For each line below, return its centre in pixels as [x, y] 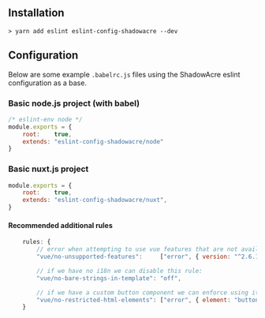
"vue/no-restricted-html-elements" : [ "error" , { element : [134, 300]
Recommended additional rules [60, 225]
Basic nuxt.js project [49, 169]
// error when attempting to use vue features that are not [137, 249]
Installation [36, 13]
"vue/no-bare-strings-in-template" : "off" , [109, 278]
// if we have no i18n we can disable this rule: [119, 271]
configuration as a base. [47, 83]
